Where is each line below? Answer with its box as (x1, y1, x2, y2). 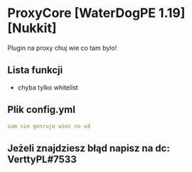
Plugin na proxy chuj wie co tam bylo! (7, 43, 117, 52)
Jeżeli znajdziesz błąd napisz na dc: (7, 142, 171, 154)
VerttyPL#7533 (7, 153, 77, 165)
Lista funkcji (7, 64, 63, 76)
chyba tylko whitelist (17, 83, 78, 92)
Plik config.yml (7, 104, 76, 116)
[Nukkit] (7, 20, 57, 36)
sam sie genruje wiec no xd (7, 122, 91, 129)
